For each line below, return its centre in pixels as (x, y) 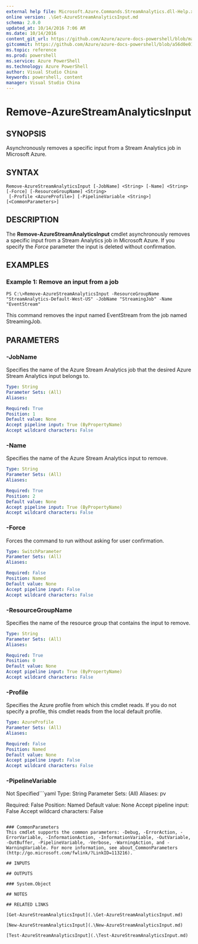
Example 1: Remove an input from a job (62, 282)
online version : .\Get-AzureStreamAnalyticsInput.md (72, 17)
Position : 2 (21, 496)
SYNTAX (23, 172)
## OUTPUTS (19, 874)
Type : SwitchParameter (34, 551)
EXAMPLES (27, 265)
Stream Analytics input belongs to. (48, 376)
